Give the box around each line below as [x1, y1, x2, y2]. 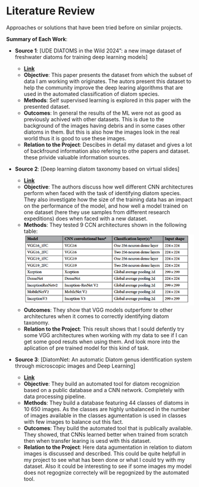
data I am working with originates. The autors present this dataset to [23, 78, 192, 85]
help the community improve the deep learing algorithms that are [23, 84, 184, 91]
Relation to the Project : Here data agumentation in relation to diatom [23, 443, 192, 451]
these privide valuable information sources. [23, 153, 130, 161]
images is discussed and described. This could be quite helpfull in [23, 449, 186, 457]
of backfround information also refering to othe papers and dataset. [23, 147, 190, 155]
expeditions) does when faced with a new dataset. [23, 215, 148, 222]
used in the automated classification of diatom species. [23, 90, 160, 97]
